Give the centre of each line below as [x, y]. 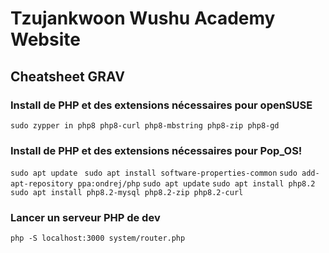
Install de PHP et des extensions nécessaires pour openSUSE [161, 105]
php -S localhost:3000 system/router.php [98, 238]
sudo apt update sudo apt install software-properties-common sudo [154, 173]
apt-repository [42, 184]
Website [45, 39]
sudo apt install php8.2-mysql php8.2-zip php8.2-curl [127, 193]
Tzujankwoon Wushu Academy [143, 18]
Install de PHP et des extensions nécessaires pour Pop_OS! [156, 150]
